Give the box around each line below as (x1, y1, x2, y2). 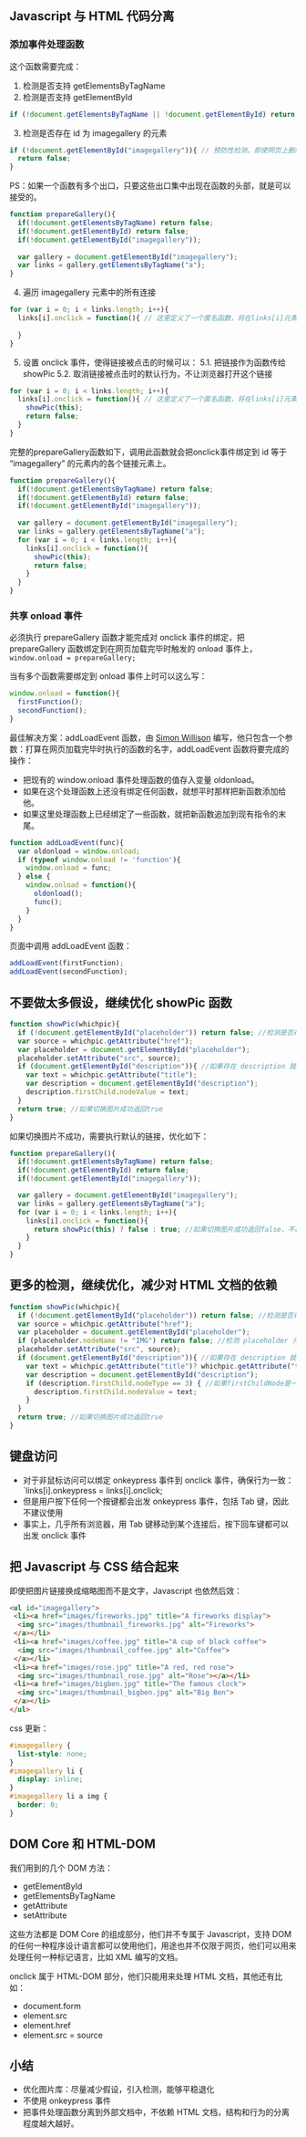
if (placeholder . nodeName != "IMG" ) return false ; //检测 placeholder (17, 1336, 289, 1346)
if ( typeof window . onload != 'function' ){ (17, 855, 181, 864)
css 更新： (9, 1723, 49, 1734)
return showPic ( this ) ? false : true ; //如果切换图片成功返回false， (33, 1225, 289, 1234)
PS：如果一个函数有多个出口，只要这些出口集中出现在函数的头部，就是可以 (9, 181, 291, 192)
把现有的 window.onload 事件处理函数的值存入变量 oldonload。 (22, 774, 260, 785)
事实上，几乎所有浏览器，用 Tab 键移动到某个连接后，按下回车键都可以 (22, 1518, 290, 1529)
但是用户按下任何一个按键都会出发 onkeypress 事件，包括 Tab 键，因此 (22, 1496, 290, 1506)
